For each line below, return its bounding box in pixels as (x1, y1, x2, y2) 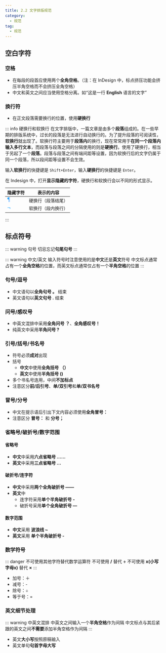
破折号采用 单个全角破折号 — (19, 502, 78, 508)
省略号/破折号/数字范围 (5, 429, 60, 436)
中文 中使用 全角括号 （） (19, 365, 69, 370)
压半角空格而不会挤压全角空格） (12, 83, 78, 89)
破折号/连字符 (5, 472, 33, 478)
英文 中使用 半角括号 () (19, 371, 63, 377)
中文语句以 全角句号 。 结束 (12, 288, 67, 294)
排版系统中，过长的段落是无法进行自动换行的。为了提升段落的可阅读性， (13, 132, 161, 138)
